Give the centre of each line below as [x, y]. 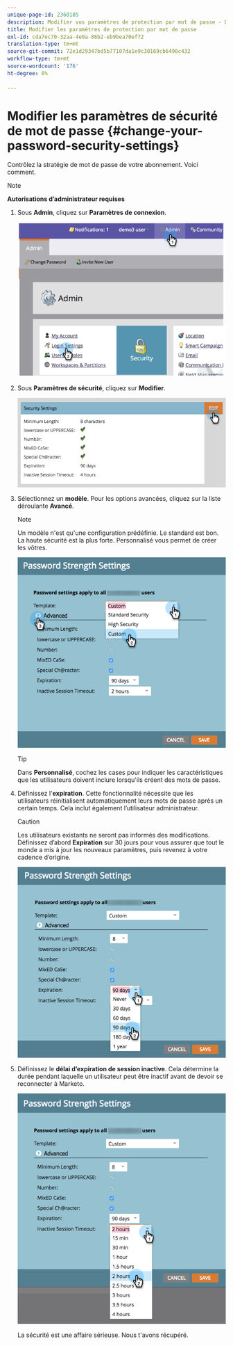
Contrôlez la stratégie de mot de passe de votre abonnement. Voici [103, 165]
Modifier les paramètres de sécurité [113, 116]
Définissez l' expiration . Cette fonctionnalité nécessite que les [105, 793]
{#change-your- [155, 130]
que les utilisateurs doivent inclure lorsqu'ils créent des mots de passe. [119, 780]
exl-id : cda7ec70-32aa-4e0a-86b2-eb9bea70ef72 [76, 37]
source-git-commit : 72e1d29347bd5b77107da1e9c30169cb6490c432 [99, 51]
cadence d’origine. [44, 857]
